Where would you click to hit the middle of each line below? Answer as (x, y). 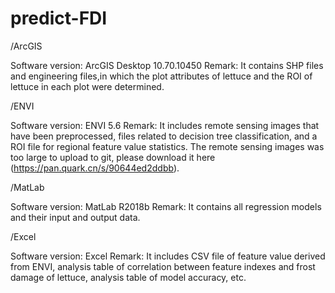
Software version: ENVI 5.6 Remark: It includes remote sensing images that (165, 125)
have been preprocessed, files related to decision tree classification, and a (164, 136)
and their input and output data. (75, 217)
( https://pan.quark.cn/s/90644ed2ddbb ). (95, 168)
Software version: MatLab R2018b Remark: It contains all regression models (166, 206)
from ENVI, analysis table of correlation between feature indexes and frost (163, 266)
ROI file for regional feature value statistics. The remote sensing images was (167, 146)
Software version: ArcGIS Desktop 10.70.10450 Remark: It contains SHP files (167, 65)
